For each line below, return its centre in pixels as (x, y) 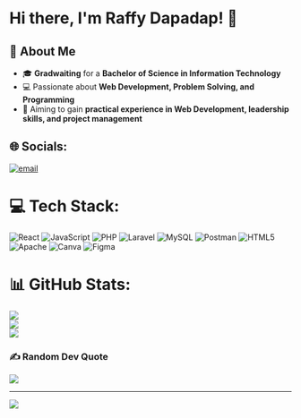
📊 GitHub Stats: (70, 284)
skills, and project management (82, 119)
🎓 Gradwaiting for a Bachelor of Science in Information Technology (151, 73)
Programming (48, 99)
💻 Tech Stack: (64, 206)
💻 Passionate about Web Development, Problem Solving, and (138, 87)
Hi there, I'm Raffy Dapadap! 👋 (124, 18)
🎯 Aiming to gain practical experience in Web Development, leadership (155, 109)
